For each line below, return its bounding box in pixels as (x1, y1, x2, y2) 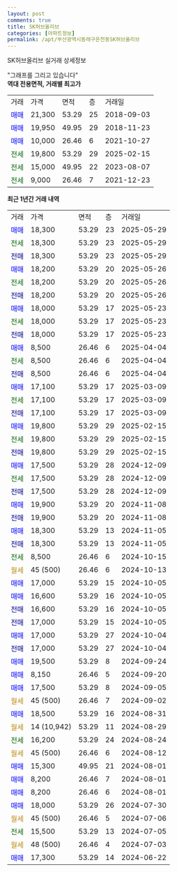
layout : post (7, 10, 45, 17)
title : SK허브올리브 (7, 23, 60, 30)
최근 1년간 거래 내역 (7, 195, 60, 203)
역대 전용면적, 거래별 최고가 (7, 80, 82, 88)
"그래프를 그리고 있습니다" (7, 71, 79, 80)
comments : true (7, 17, 52, 24)
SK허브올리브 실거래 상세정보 (7, 57, 86, 65)
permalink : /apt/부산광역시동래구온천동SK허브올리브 (7, 36, 140, 43)
